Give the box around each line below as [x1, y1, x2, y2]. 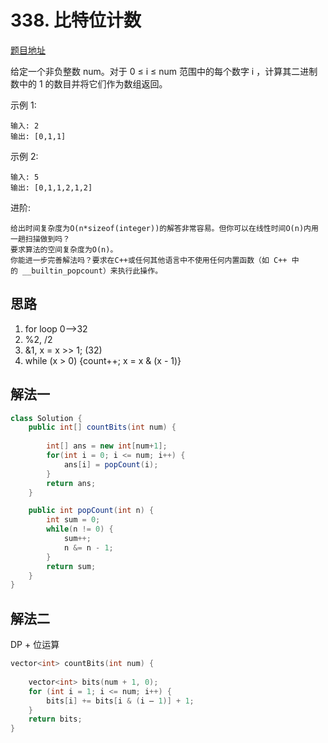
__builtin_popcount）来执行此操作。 [22, 266, 163, 276]
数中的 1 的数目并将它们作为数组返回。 [10, 77, 168, 90]
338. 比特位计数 [10, 9, 142, 32]
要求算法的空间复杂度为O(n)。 [10, 244, 118, 255]
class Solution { [10, 413, 83, 423]
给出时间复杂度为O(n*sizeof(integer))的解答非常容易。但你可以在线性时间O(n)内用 [10, 223, 319, 233]
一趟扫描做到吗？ [10, 234, 71, 244]
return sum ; [46, 561, 97, 571]
